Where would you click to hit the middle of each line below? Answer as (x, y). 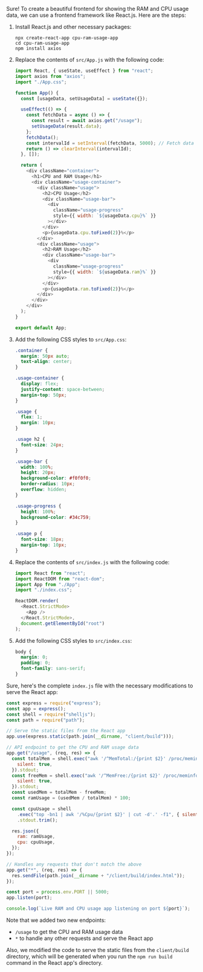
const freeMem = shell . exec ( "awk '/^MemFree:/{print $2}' (86, 776)
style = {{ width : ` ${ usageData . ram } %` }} (105, 272)
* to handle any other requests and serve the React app (84, 938)
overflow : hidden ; (44, 489)
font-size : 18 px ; (43, 539)
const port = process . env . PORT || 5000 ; (58, 892)
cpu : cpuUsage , (36, 842)
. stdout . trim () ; (38, 820)
